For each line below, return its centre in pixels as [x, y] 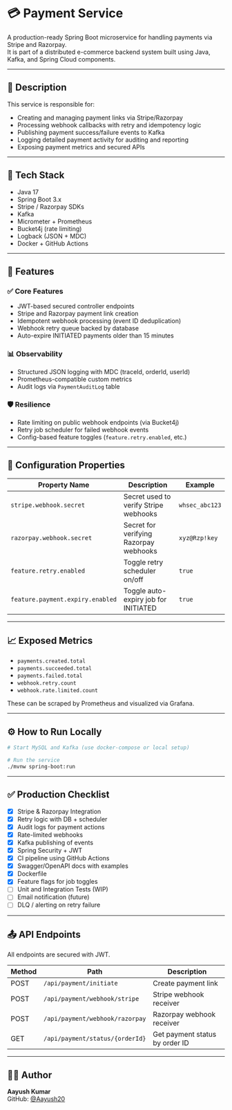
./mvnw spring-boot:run [41, 767]
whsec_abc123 [200, 505]
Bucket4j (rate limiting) [49, 228]
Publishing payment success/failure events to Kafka [91, 132]
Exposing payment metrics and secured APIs [81, 147]
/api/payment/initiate [81, 983]
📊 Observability [35, 354]
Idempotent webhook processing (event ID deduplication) [99, 321]
